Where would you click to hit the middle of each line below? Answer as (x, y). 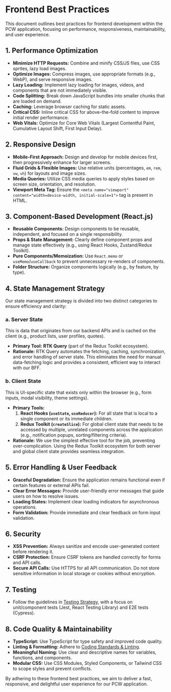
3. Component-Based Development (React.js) (79, 216)
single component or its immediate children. (66, 418)
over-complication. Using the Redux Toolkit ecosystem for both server (87, 446)
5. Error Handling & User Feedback (61, 467)
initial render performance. (41, 117)
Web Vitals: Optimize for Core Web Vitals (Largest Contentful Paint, (84, 123)
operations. (25, 507)
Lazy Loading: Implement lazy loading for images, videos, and (78, 85)
